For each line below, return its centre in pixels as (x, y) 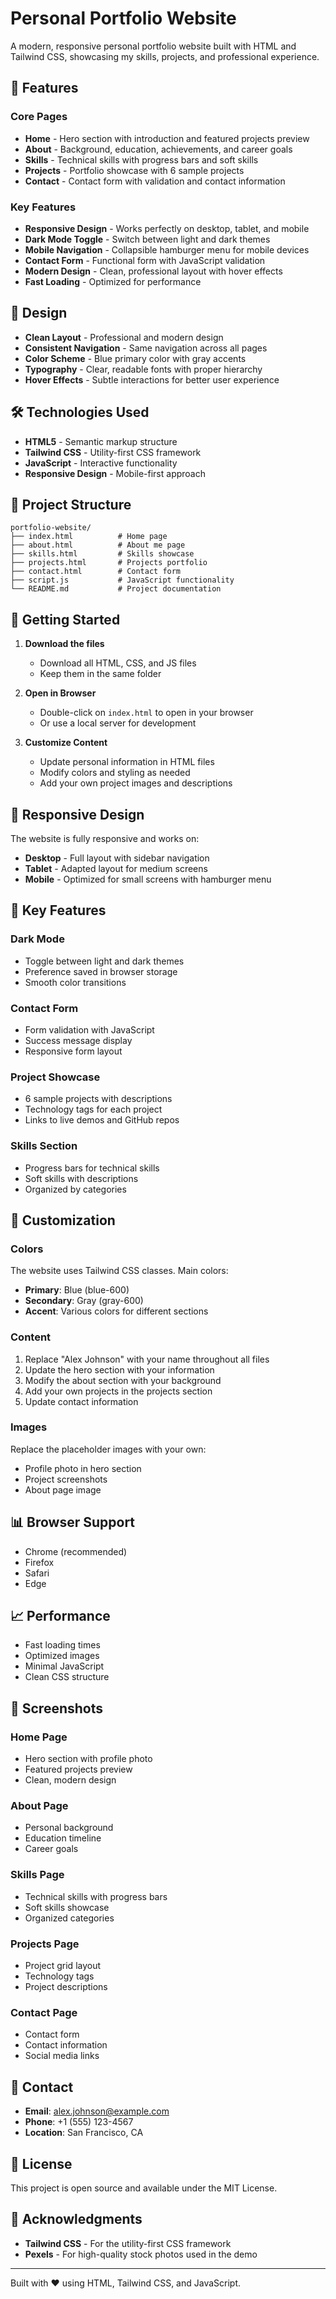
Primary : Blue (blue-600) (77, 1290)
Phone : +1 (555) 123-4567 (79, 2122)
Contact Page (44, 2012)
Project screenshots (66, 1479)
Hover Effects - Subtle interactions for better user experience (152, 379)
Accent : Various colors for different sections (116, 1311)
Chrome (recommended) (76, 1551)
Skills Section (44, 1146)
